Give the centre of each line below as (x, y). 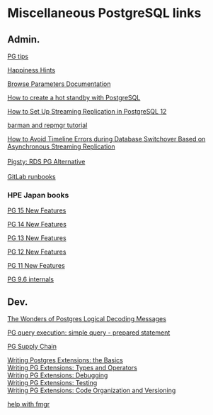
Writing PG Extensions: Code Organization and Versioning (92, 390)
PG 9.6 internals (31, 279)
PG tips (18, 56)
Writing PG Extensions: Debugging (58, 375)
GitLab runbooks (31, 177)
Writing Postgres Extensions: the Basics (65, 360)
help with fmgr (29, 404)
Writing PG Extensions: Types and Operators (73, 368)
